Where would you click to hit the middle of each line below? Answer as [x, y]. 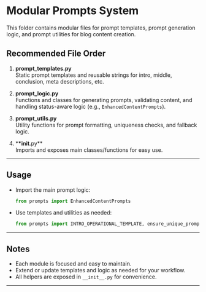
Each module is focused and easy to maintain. [73, 264]
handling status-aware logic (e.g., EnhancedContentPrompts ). [90, 106]
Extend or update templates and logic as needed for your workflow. [100, 270]
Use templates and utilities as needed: [63, 213]
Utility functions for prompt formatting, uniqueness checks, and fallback [106, 125]
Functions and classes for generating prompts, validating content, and [104, 100]
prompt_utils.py [36, 118]
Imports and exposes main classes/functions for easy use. [89, 150]
